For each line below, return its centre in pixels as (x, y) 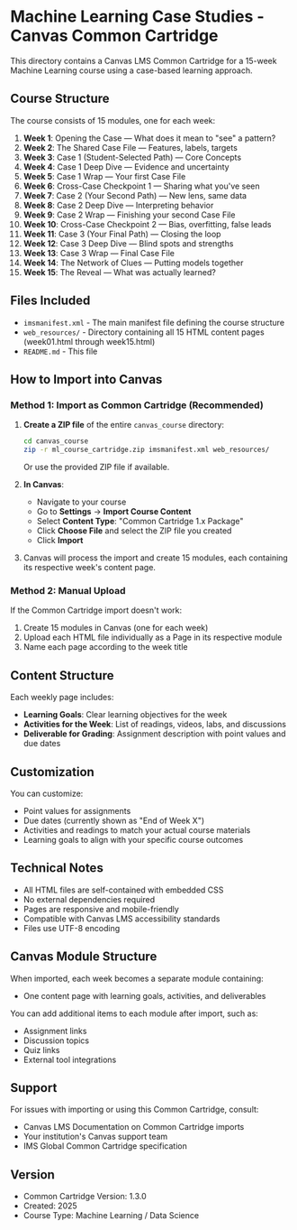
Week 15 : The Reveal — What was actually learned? (120, 272)
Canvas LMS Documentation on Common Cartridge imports (134, 1127)
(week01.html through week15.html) (89, 341)
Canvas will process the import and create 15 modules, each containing (156, 558)
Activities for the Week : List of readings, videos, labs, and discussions (155, 725)
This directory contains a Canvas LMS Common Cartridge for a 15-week (144, 60)
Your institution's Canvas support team (95, 1137)
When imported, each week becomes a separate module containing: (137, 978)
